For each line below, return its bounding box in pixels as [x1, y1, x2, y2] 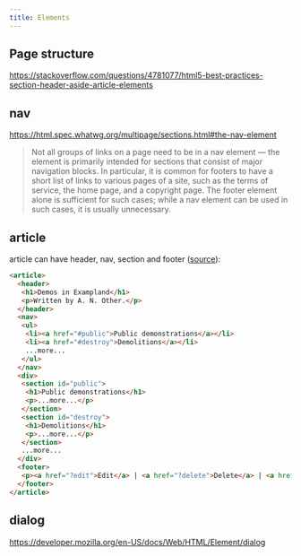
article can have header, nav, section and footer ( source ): [9, 254, 221, 265]
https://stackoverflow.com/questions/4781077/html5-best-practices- [9, 70, 264, 81]
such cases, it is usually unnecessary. [30, 204, 172, 215]
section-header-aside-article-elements [9, 80, 154, 91]
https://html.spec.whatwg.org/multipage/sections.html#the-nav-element [9, 129, 278, 140]
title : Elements [9, 13, 70, 22]
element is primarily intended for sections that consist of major [30, 156, 262, 167]
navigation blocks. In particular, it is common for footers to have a [30, 166, 273, 177]
